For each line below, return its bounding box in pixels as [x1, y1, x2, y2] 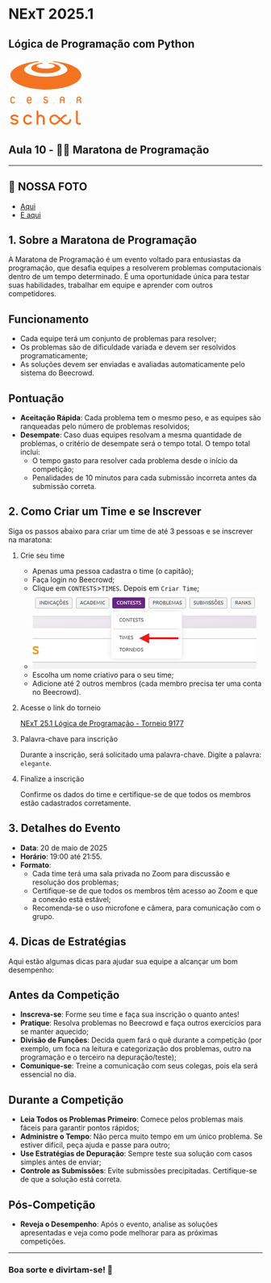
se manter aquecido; [19, 1026, 89, 1037]
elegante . [19, 758, 52, 767]
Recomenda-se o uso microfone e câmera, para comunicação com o [31, 903, 261, 913]
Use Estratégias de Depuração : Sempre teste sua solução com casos [19, 1149, 252, 1159]
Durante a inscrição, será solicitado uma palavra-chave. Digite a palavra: [19, 750, 262, 759]
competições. [19, 1236, 66, 1246]
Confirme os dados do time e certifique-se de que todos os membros [19, 789, 252, 799]
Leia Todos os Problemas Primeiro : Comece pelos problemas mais [19, 1114, 244, 1124]
